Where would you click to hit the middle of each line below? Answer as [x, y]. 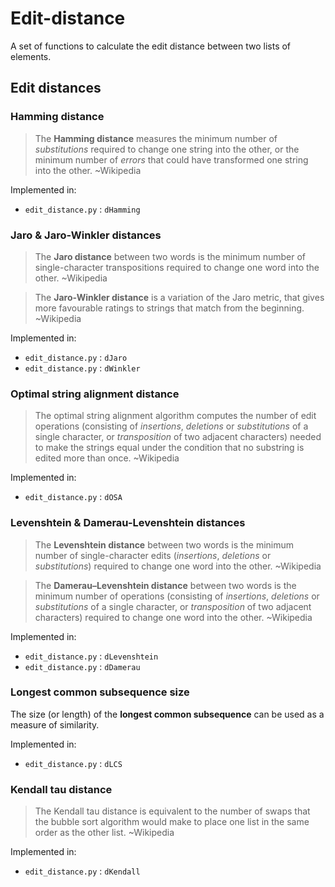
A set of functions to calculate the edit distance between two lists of [151, 46]
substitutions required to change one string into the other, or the [167, 149]
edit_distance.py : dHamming [82, 209]
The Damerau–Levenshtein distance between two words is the [165, 585]
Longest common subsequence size [100, 692]
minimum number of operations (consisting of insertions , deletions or [177, 596]
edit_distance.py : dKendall [82, 871]
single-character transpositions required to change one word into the [177, 267]
